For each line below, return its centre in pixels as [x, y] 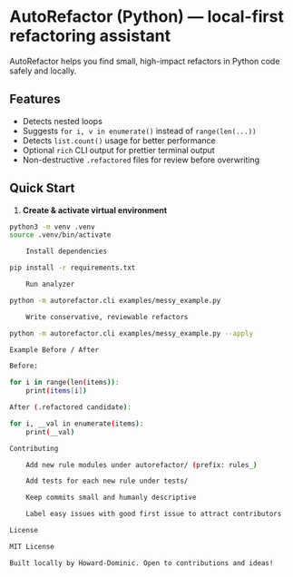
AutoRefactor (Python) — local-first [146, 17]
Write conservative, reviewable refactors [107, 317]
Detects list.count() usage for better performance [119, 140]
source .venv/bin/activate [60, 235]
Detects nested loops [62, 121]
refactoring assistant [90, 36]
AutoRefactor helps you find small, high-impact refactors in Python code [145, 61]
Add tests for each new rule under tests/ [107, 481]
